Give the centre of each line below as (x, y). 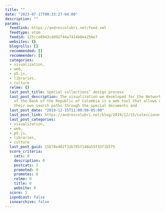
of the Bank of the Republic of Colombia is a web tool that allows (85, 101)
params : (13, 23)
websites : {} (23, 42)
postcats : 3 (26, 165)
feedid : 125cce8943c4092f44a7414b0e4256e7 (54, 37)
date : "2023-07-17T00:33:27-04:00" (41, 14)
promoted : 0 (26, 170)
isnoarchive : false (29, 202)
